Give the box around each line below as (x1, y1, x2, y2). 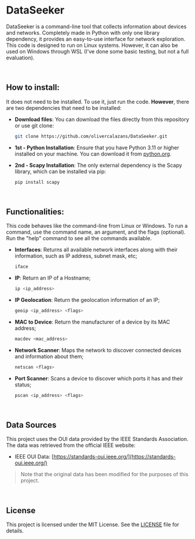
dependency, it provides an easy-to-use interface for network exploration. (6, 35, 186, 42)
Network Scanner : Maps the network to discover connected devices (14, 346, 181, 353)
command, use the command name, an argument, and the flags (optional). (6, 228, 186, 235)
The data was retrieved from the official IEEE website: (6, 442, 136, 449)
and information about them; (14, 353, 84, 360)
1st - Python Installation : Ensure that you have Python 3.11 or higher (14, 144, 180, 151)
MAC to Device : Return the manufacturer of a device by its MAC (14, 318, 170, 325)
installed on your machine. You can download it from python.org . (14, 150, 172, 157)
